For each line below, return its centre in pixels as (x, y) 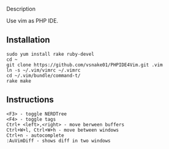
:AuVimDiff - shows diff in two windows (59, 140)
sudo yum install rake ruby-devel (51, 54)
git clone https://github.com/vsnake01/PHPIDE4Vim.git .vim (85, 65)
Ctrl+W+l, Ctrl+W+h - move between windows (63, 130)
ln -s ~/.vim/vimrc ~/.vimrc (43, 70)
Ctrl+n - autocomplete (35, 135)
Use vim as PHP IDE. (32, 21)
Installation (28, 40)
